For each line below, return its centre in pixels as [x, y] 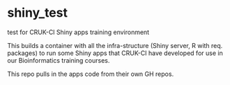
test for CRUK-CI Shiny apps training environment [78, 32]
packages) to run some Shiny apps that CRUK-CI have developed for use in [115, 53]
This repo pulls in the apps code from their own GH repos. [91, 74]
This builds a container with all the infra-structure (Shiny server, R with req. [115, 45]
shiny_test [38, 13]
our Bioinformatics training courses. [59, 60]
